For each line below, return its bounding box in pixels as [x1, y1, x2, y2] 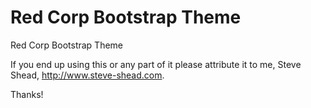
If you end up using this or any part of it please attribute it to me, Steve [10, 58, 302, 70]
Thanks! [10, 88, 44, 100]
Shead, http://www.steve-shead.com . [10, 69, 165, 81]
